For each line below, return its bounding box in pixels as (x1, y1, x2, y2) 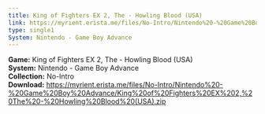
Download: (8, 80, 45, 90)
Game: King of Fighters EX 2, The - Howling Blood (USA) (8, 55, 193, 64)
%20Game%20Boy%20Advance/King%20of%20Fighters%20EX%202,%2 (8, 88, 253, 98)
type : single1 (8, 26, 55, 34)
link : (8, 19, 26, 27)
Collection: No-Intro (8, 72, 75, 81)
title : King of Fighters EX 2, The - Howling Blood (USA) (8, 11, 203, 20)
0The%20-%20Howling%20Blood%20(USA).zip (8, 97, 166, 106)
